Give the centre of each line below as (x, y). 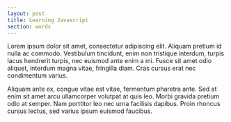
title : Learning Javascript (48, 20)
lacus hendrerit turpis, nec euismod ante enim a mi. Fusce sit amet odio (110, 61)
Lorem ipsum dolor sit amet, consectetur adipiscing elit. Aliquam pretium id (114, 46)
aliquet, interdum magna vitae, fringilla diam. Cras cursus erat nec (102, 68)
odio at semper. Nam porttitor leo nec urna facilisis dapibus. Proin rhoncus (114, 104)
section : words (29, 26)
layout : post (26, 14)
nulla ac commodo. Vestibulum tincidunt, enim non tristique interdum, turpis (116, 53)
